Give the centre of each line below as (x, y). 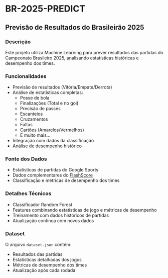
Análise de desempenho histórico (47, 146)
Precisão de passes (40, 109)
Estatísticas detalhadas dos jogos (47, 260)
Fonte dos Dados (26, 159)
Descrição (18, 42)
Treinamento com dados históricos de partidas (61, 215)
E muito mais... (35, 135)
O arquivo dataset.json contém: (38, 245)
